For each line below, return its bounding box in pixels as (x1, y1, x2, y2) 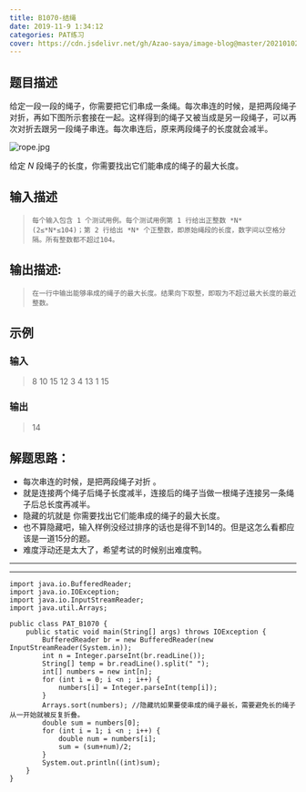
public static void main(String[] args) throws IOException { (25, 627, 267, 637)
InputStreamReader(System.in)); (9, 644, 132, 653)
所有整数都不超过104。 (45, 235, 120, 244)
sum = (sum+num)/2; (57, 743, 132, 752)
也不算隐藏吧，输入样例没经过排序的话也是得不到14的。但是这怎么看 (22, 522, 280, 533)
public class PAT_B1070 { (9, 620, 107, 629)
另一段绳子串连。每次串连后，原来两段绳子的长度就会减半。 (48, 124, 273, 135)
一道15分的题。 (38, 533, 96, 544)
